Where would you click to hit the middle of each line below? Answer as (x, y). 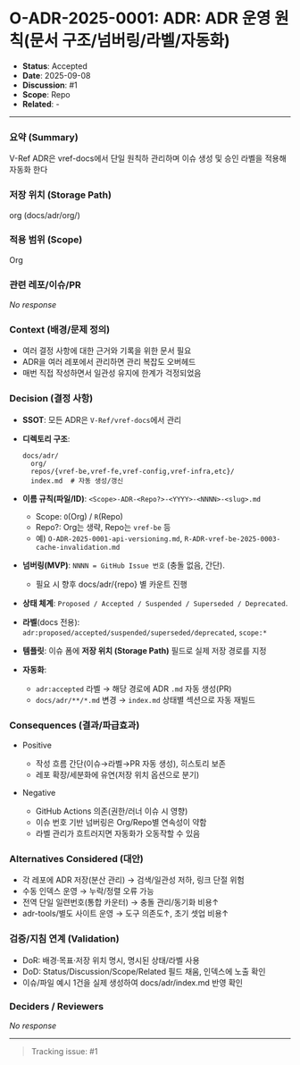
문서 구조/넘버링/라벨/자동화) (130, 41)
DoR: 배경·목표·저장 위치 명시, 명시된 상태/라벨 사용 (111, 960)
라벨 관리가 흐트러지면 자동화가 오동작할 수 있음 (118, 833)
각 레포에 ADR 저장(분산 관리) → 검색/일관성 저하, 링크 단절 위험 (133, 880)
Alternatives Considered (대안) (77, 858)
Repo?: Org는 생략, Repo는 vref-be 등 (103, 527)
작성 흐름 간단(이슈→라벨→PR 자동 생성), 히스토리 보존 (130, 764)
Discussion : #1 (50, 85)
